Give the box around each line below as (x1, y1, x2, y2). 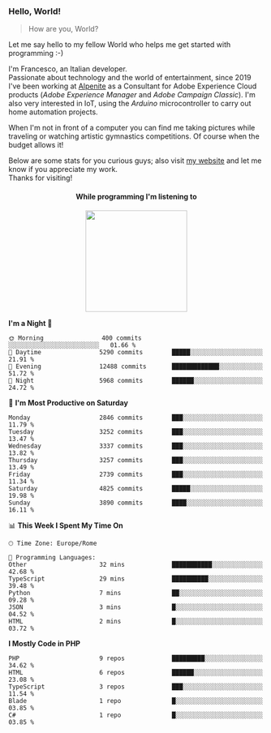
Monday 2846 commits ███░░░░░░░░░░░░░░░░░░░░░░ (8, 414, 264, 422)
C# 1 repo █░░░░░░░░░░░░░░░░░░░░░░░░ (8, 711, 264, 719)
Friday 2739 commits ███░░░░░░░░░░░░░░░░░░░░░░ (8, 470, 264, 478)
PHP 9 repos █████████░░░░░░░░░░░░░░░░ (8, 654, 264, 662)
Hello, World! (8, 6, 62, 17)
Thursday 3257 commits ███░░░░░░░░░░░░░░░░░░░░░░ (8, 456, 264, 464)
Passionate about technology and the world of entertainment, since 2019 (8, 73, 252, 83)
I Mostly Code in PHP (8, 638, 81, 648)
